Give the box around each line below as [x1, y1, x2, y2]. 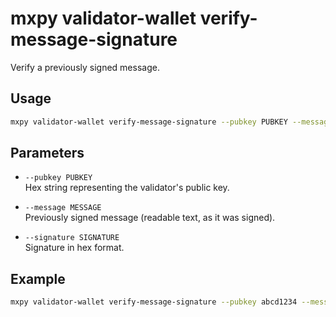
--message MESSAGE [24, 203, 102, 213]
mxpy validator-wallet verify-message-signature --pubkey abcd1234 [10, 297, 298, 307]
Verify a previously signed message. [10, 61, 160, 73]
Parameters [10, 145, 85, 162]
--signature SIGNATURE [24, 233, 120, 243]
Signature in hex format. [24, 242, 125, 254]
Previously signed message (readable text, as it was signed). [24, 212, 276, 224]
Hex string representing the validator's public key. [24, 182, 230, 194]
